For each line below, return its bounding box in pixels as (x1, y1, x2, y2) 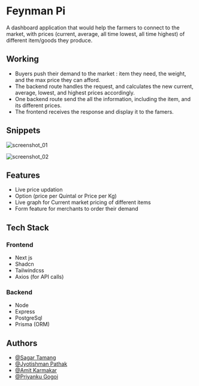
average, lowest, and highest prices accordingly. (14, 89, 135, 96)
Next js (14, 254, 33, 262)
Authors (6, 338, 38, 348)
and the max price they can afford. (14, 76, 101, 83)
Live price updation (14, 186, 63, 193)
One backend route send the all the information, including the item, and (14, 95, 191, 102)
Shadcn (14, 260, 34, 268)
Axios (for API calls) (14, 273, 64, 281)
